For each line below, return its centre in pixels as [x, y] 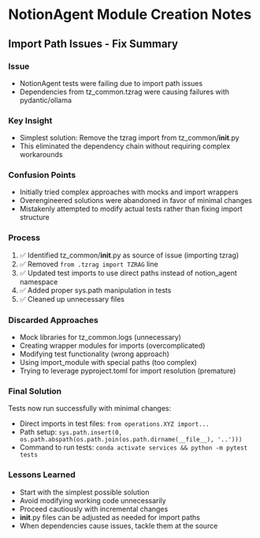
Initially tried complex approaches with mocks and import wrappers [129, 192]
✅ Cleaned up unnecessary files [72, 299]
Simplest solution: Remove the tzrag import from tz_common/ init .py [129, 138]
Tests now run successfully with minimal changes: [90, 408]
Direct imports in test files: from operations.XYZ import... [115, 423]
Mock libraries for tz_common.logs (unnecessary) [100, 337]
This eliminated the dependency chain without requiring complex [125, 146]
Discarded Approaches [53, 320]
